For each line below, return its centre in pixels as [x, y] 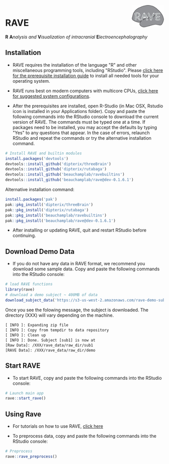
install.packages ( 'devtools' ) [37, 158]
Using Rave [23, 414]
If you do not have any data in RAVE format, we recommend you [79, 264]
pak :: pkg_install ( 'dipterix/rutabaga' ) [47, 210]
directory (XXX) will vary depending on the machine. [60, 315]
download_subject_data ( [30, 300]
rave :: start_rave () [26, 398]
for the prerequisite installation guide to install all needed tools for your [86, 76]
